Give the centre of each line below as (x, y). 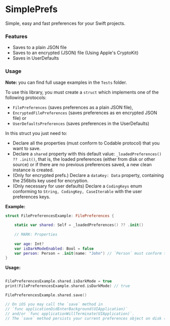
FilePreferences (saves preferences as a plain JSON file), (73, 107)
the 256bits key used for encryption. (50, 180)
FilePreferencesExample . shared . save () (46, 295)
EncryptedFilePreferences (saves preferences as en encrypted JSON (85, 113)
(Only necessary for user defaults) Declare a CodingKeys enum (77, 186)
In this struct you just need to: (36, 133)
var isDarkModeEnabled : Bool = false (54, 249)
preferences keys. (31, 197)
